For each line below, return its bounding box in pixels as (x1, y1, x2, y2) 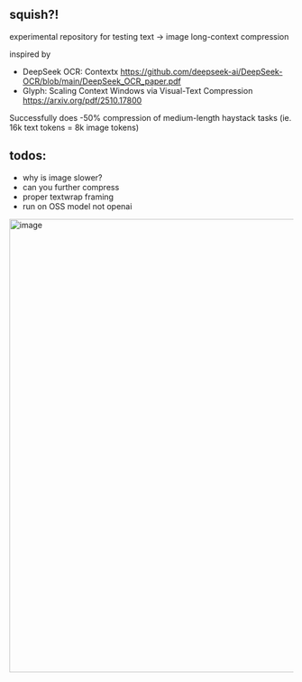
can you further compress (22, 181, 120, 192)
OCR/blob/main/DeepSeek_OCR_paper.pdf (22, 76, 182, 87)
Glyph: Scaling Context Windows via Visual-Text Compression (22, 85, 253, 96)
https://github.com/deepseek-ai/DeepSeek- (120, 66, 283, 77)
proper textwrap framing (22, 191, 114, 202)
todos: (9, 148, 47, 163)
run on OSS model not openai (22, 200, 133, 211)
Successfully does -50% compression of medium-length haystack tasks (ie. (9, 112, 292, 123)
